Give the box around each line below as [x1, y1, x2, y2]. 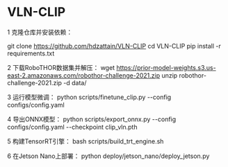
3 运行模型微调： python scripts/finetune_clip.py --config [7, 93, 172, 101]
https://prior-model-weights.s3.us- [116, 63, 217, 71]
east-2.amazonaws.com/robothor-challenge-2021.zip [7, 71, 161, 80]
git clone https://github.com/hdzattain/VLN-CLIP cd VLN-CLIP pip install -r [7, 42, 221, 50]
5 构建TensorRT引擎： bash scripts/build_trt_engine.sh [7, 137, 164, 146]
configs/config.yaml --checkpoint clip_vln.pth [7, 123, 138, 131]
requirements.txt [7, 49, 55, 58]
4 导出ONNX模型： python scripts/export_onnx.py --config [7, 115, 177, 123]
